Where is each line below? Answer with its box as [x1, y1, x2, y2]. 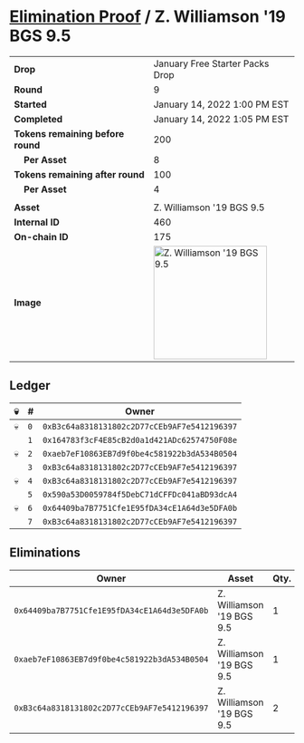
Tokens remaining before [14, 127, 125, 140]
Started [14, 98, 47, 111]
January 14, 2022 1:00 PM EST [153, 98, 290, 111]
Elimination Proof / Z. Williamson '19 [9, 6, 287, 27]
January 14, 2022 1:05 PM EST [153, 112, 290, 125]
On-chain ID [14, 230, 69, 243]
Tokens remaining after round [14, 168, 145, 180]
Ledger [9, 378, 51, 393]
